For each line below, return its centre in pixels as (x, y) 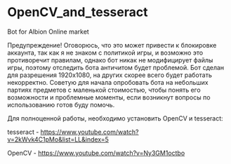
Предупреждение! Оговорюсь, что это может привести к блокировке (112, 45)
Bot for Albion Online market (48, 32)
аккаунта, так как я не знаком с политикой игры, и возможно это (105, 53)
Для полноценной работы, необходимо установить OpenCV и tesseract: (115, 118)
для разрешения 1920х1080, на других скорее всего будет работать (110, 75)
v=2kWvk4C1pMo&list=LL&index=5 (58, 139)
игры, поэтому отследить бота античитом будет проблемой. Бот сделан (116, 67)
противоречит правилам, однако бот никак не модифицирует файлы (110, 60)
